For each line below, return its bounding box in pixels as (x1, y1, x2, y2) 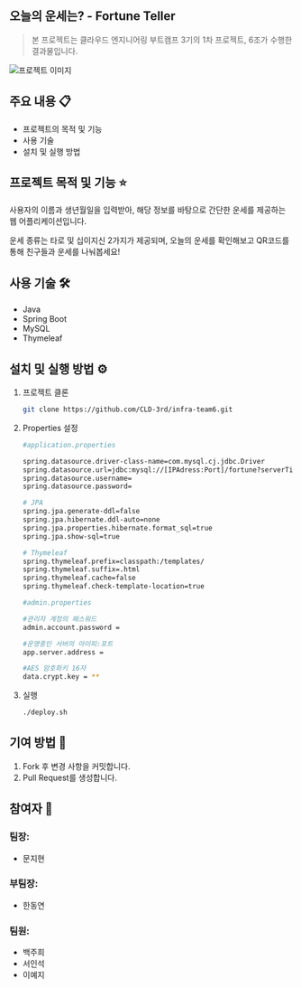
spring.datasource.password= (22, 482, 132, 491)
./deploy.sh (22, 708, 68, 717)
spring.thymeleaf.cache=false (22, 573, 137, 583)
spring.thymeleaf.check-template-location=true (22, 582, 205, 591)
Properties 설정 (22, 422, 78, 433)
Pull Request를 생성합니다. (22, 772, 117, 783)
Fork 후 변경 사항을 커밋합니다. (22, 760, 131, 771)
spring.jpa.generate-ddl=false (22, 507, 141, 516)
